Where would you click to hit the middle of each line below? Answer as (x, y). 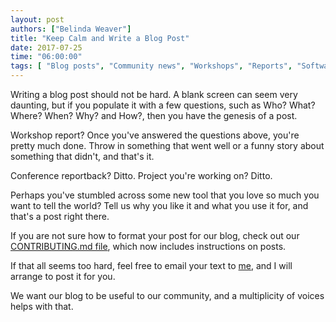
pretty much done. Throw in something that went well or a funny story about (167, 145)
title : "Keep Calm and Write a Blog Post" (100, 38)
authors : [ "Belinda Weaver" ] (71, 29)
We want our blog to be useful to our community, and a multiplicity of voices (167, 295)
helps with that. (42, 306)
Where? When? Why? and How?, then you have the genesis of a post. (154, 115)
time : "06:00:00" (46, 57)
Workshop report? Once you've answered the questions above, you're (155, 135)
